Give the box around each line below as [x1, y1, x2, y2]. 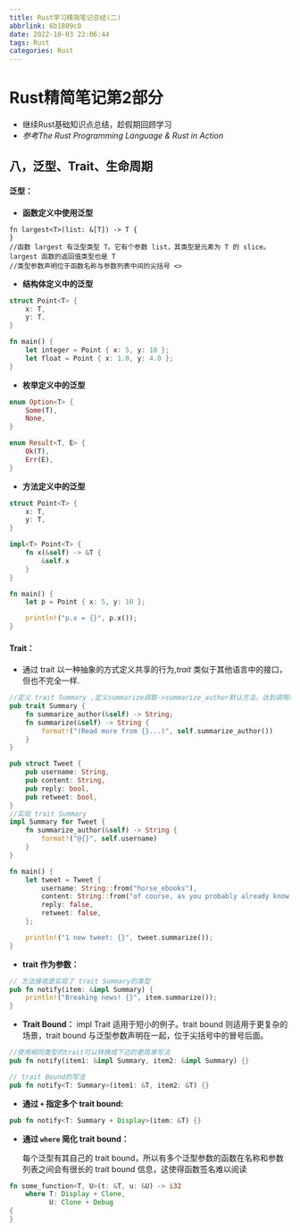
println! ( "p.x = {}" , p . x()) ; [25, 614, 138, 623]
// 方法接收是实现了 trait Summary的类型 [9, 977, 151, 986]
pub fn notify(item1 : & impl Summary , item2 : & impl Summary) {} [9, 1057, 250, 1065]
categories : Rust [9, 47, 74, 56]
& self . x [41, 556, 70, 565]
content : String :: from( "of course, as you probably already [41, 892, 270, 901]
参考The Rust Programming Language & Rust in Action [21, 131, 224, 141]
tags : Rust [9, 38, 50, 47]
